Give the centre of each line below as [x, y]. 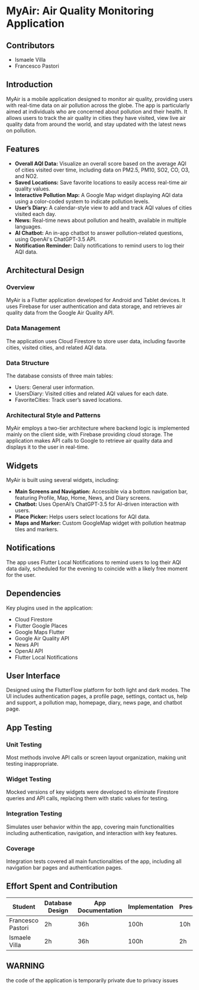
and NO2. [26, 176]
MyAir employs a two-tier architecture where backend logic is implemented [98, 428]
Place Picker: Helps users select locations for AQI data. [82, 517]
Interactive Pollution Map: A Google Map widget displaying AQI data [99, 195]
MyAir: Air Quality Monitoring [80, 11]
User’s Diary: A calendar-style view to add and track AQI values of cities [103, 207]
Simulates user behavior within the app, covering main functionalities [90, 827]
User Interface [33, 676]
